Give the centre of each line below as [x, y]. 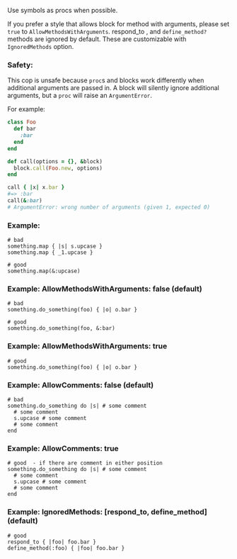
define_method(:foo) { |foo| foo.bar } [66, 548]
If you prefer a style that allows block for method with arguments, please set [118, 24]
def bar [25, 129]
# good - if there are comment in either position [85, 463]
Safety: [20, 65]
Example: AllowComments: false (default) [81, 384]
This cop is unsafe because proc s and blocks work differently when [106, 80]
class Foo [22, 122]
